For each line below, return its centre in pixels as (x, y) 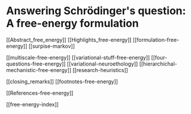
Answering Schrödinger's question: (96, 11)
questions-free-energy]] (36, 64)
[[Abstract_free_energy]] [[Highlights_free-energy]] (69, 40)
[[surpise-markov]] (52, 46)
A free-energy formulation (73, 23)
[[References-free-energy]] (40, 93)
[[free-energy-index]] (33, 104)
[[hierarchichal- (158, 64)
